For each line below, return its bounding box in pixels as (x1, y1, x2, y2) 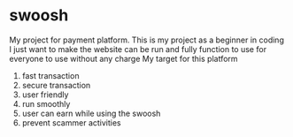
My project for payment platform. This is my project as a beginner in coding (9, 34, 285, 45)
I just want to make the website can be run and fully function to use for (9, 43, 267, 54)
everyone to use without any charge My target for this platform (9, 53, 238, 64)
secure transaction (21, 80, 91, 90)
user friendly (21, 89, 69, 100)
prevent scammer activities (21, 117, 121, 128)
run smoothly (21, 98, 71, 109)
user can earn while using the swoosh (21, 108, 161, 118)
